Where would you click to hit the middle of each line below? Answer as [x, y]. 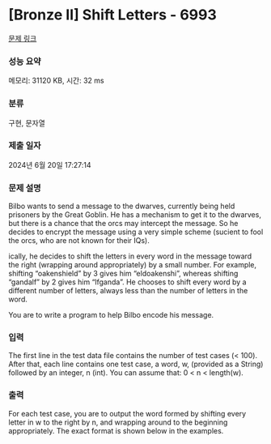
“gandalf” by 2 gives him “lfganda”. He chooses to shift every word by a [127, 282]
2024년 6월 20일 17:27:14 [50, 164]
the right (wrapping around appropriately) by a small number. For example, [133, 265]
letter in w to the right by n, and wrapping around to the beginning [118, 422]
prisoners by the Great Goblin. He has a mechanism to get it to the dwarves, [135, 215]
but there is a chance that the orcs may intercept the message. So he [123, 224]
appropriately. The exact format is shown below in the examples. [116, 430]
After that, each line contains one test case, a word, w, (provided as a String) [136, 364]
